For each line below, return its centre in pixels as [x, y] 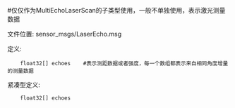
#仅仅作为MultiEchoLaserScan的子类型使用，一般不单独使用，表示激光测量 [116, 10]
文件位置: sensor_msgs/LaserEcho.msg [65, 34]
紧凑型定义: [24, 85]
